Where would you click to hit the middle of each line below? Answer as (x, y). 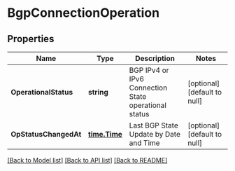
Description (155, 59)
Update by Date (155, 134)
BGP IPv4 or (149, 70)
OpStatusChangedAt (46, 134)
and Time (144, 143)
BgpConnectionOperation (83, 13)
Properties (31, 39)
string (98, 92)
